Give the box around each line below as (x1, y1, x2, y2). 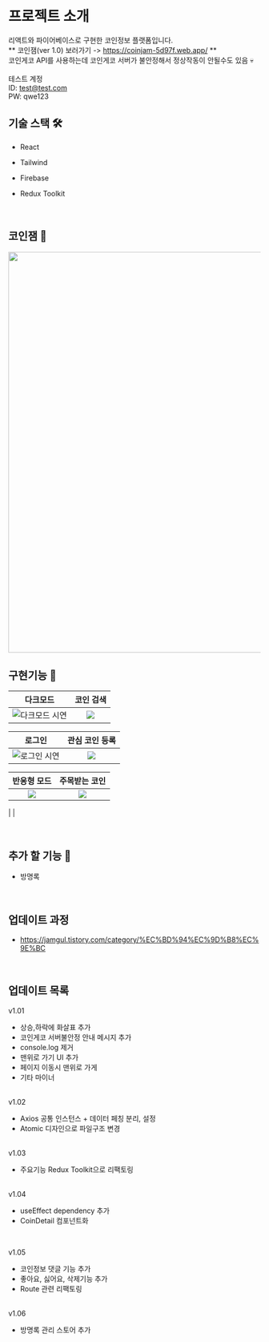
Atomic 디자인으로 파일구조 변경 (19, 1123, 121, 1133)
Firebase (19, 173, 50, 183)
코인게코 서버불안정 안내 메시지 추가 (19, 1032, 132, 1042)
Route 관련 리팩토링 (19, 1283, 82, 1293)
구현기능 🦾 (8, 669, 58, 682)
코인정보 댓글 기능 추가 (19, 1263, 91, 1273)
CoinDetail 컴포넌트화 (19, 1215, 89, 1225)
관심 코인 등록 (66, 735, 116, 746)
